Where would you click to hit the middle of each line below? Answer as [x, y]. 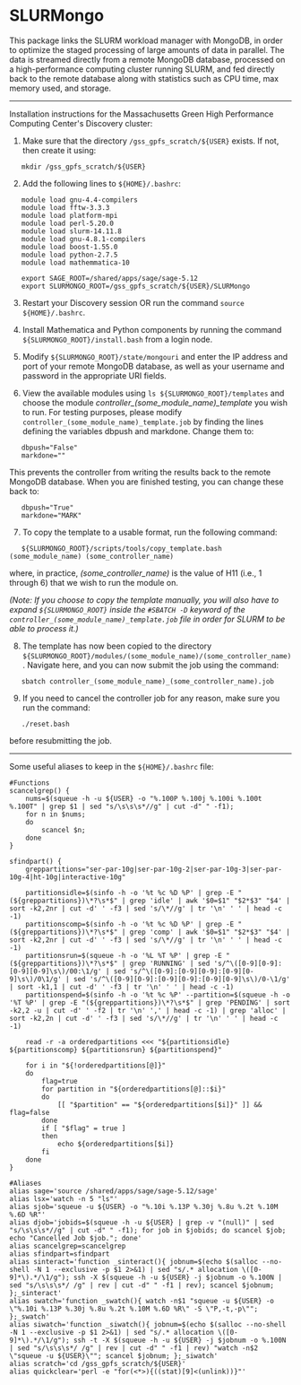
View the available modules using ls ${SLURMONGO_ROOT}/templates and [153, 393]
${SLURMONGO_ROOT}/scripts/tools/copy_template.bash [121, 548]
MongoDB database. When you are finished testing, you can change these [146, 482]
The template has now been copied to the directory [117, 646]
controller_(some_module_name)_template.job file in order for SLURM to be [147, 619]
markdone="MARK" [52, 515]
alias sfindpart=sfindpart [60, 1254]
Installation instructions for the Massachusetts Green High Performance [142, 114]
